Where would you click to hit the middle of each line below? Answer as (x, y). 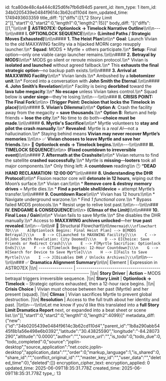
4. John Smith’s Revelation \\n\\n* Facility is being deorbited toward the (79, 86)
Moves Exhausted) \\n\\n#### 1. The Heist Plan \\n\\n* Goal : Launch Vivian (81, 39)
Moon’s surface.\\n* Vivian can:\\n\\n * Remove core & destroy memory (79, 184)
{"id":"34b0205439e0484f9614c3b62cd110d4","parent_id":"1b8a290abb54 (83, 326)
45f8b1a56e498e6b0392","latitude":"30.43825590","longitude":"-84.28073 (83, 331)
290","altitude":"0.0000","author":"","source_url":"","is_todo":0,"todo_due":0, (83, 336)
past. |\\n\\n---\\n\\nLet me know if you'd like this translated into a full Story (82, 305)
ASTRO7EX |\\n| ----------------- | (40, 268)
